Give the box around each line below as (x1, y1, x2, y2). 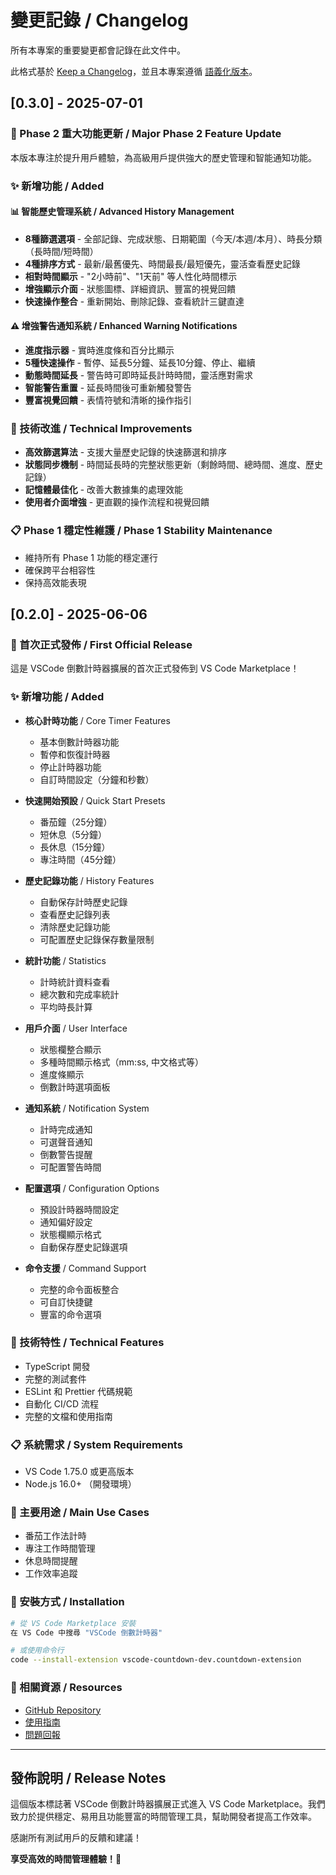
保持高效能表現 (24, 576, 87, 588)
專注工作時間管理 (24, 1542, 96, 1555)
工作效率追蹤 (24, 1567, 78, 1580)
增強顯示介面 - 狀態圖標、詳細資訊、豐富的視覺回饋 (24, 282, 237, 295)
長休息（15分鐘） (39, 841, 111, 853)
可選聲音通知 (39, 1136, 93, 1148)
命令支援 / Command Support (24, 1262, 147, 1274)
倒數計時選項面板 (39, 1081, 111, 1093)
